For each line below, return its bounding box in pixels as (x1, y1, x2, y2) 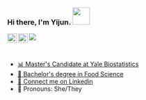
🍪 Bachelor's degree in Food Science (17, 70, 124, 78)
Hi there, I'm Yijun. (7, 17, 72, 27)
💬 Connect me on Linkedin (17, 77, 94, 86)
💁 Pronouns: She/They (17, 85, 82, 93)
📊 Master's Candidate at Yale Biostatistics (17, 60, 139, 69)
